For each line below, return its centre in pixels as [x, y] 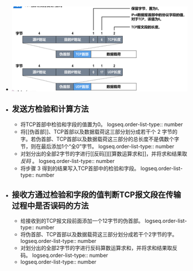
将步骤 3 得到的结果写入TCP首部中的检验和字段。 [80, 168]
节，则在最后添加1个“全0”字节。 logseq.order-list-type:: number [97, 146]
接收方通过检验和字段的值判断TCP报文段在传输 [96, 194]
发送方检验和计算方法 [50, 109]
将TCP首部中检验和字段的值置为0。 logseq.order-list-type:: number [101, 124]
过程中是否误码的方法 [50, 206]
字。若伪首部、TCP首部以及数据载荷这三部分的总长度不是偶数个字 [100, 139]
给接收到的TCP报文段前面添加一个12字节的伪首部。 [82, 221]
